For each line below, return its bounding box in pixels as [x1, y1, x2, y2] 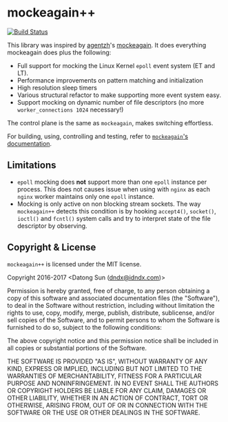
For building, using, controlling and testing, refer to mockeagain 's [7, 132, 189, 140]
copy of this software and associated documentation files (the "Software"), [7, 294, 220, 302]
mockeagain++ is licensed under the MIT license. [7, 260, 142, 268]
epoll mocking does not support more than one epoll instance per [17, 178, 207, 186]
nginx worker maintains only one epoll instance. [17, 192, 155, 200]
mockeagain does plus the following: [7, 48, 112, 56]
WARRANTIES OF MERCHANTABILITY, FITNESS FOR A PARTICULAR [7, 372, 202, 380]
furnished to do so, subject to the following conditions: [7, 323, 162, 331]
